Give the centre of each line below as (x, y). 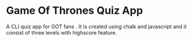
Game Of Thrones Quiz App (74, 11)
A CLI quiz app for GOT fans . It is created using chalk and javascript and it (96, 26)
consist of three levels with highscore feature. (61, 32)
